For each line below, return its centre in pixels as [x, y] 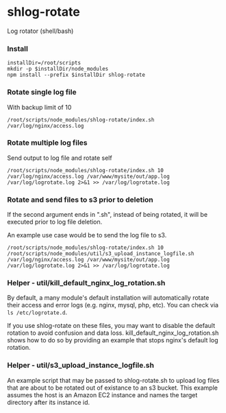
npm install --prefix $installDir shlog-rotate [76, 75]
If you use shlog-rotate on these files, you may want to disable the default [111, 326]
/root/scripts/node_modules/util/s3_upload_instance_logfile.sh [101, 254]
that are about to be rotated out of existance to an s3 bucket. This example [112, 388]
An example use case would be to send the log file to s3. [87, 235]
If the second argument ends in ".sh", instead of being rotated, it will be [107, 215]
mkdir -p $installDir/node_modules [58, 69]
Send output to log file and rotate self [60, 158]
